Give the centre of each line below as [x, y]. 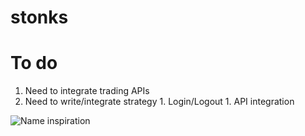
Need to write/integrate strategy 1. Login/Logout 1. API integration [159, 102]
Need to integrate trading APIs [87, 91]
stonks [39, 17]
